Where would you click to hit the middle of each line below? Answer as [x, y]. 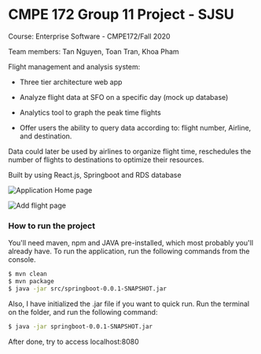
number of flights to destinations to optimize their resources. [106, 160]
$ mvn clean [28, 274]
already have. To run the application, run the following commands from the [129, 251]
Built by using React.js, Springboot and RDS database [95, 175]
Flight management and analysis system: [74, 66]
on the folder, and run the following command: [83, 312]
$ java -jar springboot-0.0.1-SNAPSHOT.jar [81, 326]
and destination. [46, 136]
